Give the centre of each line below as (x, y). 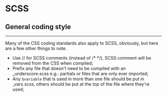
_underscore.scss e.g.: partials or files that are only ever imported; (80, 74)
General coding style (38, 27)
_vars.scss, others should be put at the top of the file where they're (81, 84)
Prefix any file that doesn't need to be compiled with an (69, 68)
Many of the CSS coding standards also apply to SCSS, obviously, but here (82, 43)
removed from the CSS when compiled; (53, 63)
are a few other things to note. (36, 48)
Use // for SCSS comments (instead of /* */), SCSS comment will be (82, 58)
